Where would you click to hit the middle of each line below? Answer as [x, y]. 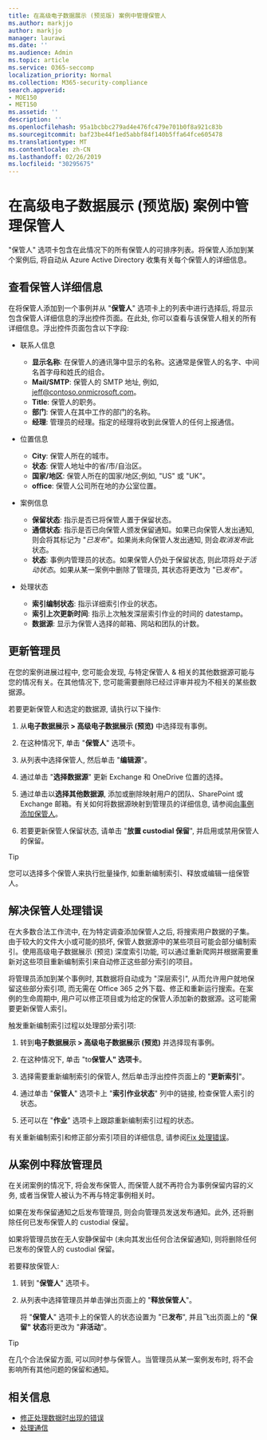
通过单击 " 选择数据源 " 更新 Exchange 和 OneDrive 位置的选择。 [124, 776]
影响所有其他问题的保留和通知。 [61, 1370]
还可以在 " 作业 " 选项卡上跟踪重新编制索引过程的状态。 [109, 1120]
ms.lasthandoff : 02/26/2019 [55, 157]
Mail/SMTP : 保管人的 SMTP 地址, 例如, [95, 382]
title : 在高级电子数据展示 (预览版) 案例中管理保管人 [87, 16]
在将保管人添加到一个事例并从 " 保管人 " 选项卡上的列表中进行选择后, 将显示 [131, 307]
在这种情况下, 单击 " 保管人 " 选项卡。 [79, 743]
